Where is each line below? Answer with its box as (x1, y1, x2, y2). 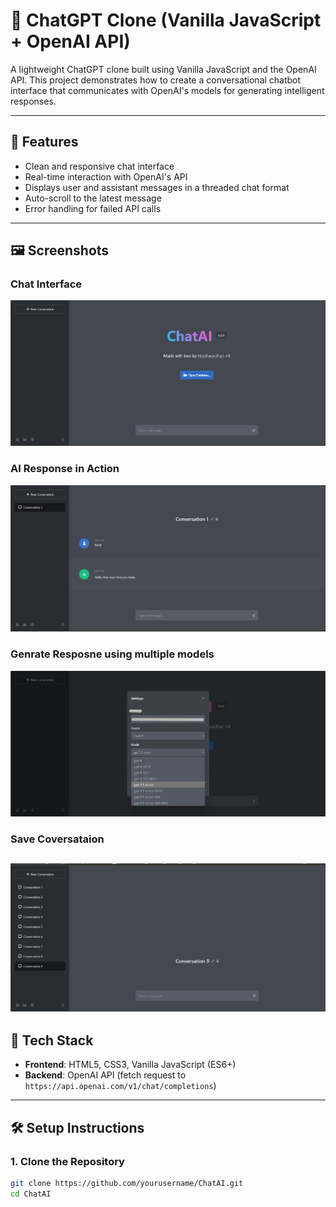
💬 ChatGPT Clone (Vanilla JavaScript (10, 9, 322, 32)
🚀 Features (10, 134, 79, 151)
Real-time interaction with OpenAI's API (24, 170, 188, 183)
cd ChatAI (10, 1189, 52, 1199)
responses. (10, 95, 57, 107)
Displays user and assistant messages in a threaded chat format (24, 181, 290, 193)
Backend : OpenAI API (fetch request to (24, 1069, 187, 1081)
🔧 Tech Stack (10, 1032, 94, 1049)
